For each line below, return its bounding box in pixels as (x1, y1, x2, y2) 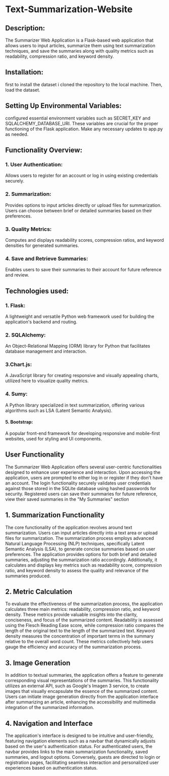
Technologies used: (5, 286, 69, 295)
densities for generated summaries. (5, 242, 79, 248)
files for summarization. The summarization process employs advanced (5, 535, 154, 541)
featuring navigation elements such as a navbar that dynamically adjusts (5, 738, 155, 744)
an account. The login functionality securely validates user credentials (5, 480, 151, 486)
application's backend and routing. (5, 318, 78, 325)
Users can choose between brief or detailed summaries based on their (5, 207, 152, 213)
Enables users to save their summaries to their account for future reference (5, 267, 162, 273)
